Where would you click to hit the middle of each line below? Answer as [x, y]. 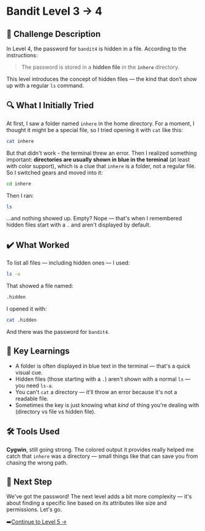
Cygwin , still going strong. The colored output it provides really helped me [100, 449]
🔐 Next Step [29, 482]
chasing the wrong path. [37, 462]
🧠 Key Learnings [38, 351]
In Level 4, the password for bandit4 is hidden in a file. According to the [96, 48]
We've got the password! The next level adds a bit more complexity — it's [99, 497]
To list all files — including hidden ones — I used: [68, 263]
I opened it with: [27, 309]
